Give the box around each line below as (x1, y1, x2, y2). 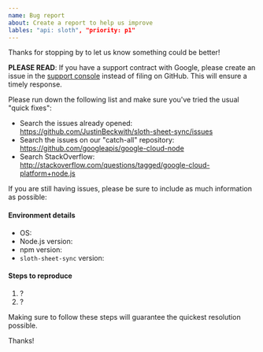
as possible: (8, 192, 47, 202)
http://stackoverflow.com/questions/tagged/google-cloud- (19, 161, 210, 170)
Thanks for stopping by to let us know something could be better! (8, 48, 220, 57)
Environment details (8, 210, 76, 220)
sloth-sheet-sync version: (19, 253, 105, 262)
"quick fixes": (8, 103, 53, 113)
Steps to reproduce (8, 271, 72, 280)
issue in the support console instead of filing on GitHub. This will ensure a (8, 72, 248, 81)
